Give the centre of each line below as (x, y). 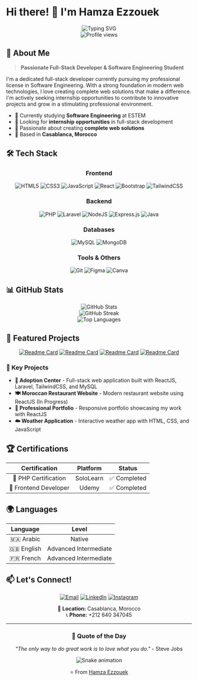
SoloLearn (90, 479)
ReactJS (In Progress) (41, 402)
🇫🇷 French (25, 558)
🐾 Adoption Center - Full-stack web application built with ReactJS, (95, 381)
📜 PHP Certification (39, 479)
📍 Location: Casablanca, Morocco (99, 608)
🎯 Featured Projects (43, 338)
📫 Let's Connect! (39, 580)
